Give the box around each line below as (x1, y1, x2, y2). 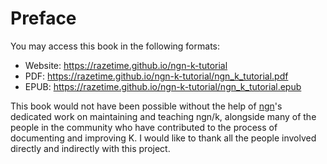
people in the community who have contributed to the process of (10, 121, 278, 133)
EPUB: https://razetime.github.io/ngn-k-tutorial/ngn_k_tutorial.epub (24, 80, 302, 92)
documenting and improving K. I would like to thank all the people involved (10, 132, 317, 144)
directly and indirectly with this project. (10, 142, 171, 154)
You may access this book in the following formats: (10, 40, 220, 52)
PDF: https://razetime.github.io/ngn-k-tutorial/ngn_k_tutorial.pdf (24, 70, 289, 82)
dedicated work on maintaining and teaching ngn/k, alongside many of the (10, 110, 317, 122)
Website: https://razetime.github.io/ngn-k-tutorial (24, 59, 228, 71)
